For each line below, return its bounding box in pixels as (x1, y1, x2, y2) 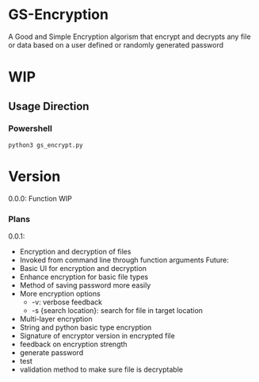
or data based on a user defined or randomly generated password (8, 40, 224, 49)
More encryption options (19, 289, 101, 299)
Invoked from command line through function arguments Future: (19, 255, 230, 265)
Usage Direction (8, 99, 90, 113)
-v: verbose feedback (31, 297, 103, 307)
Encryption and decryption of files (19, 247, 131, 257)
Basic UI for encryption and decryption (19, 264, 147, 273)
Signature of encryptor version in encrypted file (19, 331, 176, 341)
